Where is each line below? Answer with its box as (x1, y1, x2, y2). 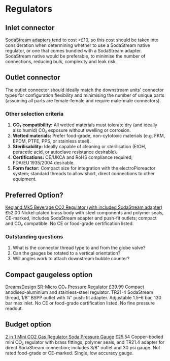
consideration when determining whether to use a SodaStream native (5, 42, 151, 48)
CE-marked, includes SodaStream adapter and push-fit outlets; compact (5, 215, 157, 221)
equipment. (12, 176, 37, 182)
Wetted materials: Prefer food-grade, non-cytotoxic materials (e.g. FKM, (12, 133, 165, 139)
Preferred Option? (5, 190, 63, 199)
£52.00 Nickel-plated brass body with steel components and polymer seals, (5, 209, 164, 215)
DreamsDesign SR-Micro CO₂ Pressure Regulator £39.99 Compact (5, 284, 145, 290)
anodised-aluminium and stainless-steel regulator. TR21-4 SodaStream (5, 289, 153, 295)
